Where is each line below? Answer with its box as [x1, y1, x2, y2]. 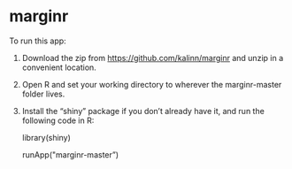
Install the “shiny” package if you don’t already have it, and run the [21, 105, 265, 116]
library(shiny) [21, 132, 71, 142]
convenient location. [21, 62, 97, 73]
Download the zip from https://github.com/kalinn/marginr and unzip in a [21, 52, 284, 63]
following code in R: [21, 115, 95, 126]
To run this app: [9, 35, 66, 46]
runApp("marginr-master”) [21, 149, 119, 160]
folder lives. [21, 88, 65, 99]
